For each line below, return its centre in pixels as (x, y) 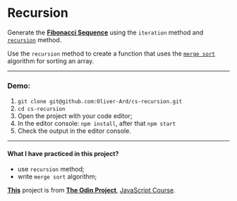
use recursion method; (51, 169)
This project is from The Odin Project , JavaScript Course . (91, 190)
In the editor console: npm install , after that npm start (97, 124)
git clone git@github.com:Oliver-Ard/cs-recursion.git (100, 102)
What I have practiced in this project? (63, 153)
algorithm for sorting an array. (51, 60)
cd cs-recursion (41, 109)
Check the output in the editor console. (74, 131)
